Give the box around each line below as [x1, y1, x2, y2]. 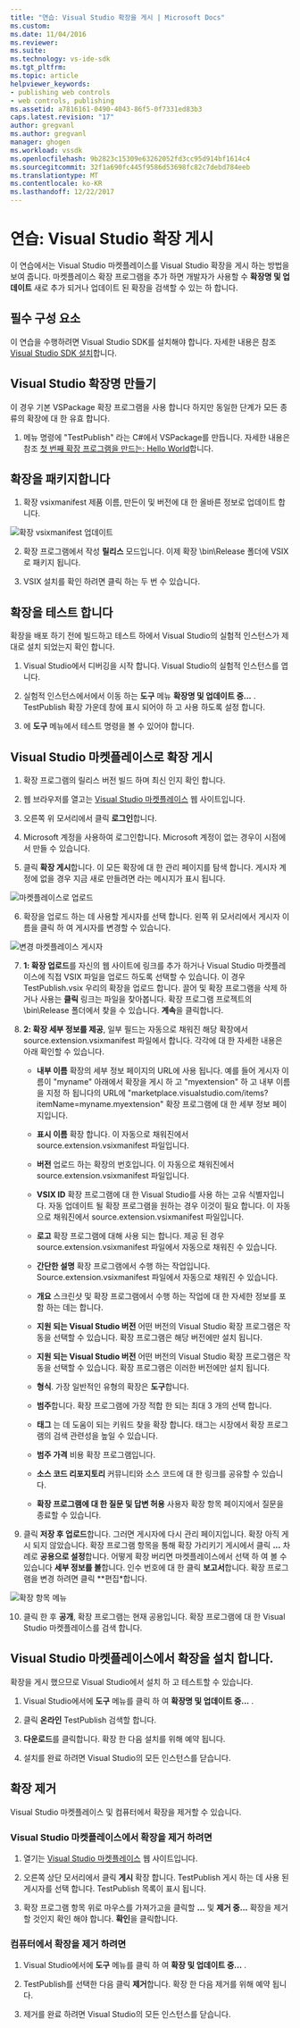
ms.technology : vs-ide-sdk [10, 54, 111, 63]
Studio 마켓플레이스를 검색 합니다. [22, 1622, 143, 1633]
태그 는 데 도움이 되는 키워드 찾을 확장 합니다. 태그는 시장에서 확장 [36, 1420, 265, 1429]
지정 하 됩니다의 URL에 [46, 1087, 126, 1098]
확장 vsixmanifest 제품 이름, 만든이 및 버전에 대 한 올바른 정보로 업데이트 [22, 497, 277, 507]
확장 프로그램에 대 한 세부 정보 [165, 1099, 271, 1109]
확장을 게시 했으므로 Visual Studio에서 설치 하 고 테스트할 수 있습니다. [10, 1676, 254, 1687]
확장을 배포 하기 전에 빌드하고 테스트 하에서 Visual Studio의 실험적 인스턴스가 [10, 631, 280, 641]
